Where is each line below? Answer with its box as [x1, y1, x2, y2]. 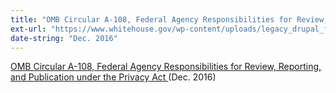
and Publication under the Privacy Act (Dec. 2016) [10, 71, 217, 83]
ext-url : [10, 24, 47, 34]
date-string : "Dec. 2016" [10, 33, 118, 43]
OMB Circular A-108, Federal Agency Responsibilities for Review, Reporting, [10, 61, 322, 73]
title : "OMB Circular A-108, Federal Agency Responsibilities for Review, [10, 14, 329, 25]
